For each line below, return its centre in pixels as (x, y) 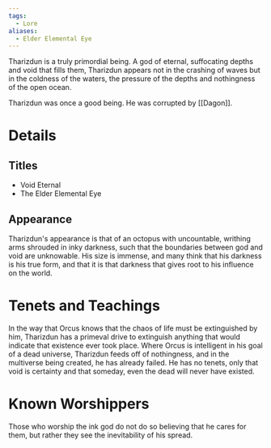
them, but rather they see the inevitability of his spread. (101, 435)
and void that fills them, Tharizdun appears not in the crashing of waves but (134, 70)
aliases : (23, 31)
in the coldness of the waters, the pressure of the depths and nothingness (132, 79)
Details (32, 136)
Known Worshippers (79, 404)
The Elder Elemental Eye (61, 194)
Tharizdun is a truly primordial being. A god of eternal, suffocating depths (131, 62)
